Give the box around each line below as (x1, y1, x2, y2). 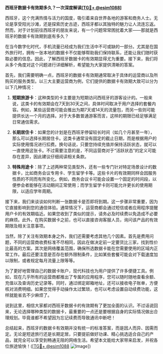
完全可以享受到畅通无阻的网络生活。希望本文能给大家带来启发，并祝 (17, 337, 154, 343)
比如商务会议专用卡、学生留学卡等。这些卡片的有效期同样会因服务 (25, 170, 157, 176)
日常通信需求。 (12, 119, 42, 124)
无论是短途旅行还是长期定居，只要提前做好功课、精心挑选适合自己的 (13, 331, 149, 337)
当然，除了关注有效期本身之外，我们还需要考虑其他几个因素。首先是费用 (5, 233, 149, 239)
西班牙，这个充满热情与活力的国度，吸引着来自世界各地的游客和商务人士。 (5, 15, 154, 21)
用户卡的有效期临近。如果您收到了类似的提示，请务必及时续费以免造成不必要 (5, 211, 158, 216)
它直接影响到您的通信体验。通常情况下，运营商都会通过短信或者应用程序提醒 (5, 205, 158, 211)
